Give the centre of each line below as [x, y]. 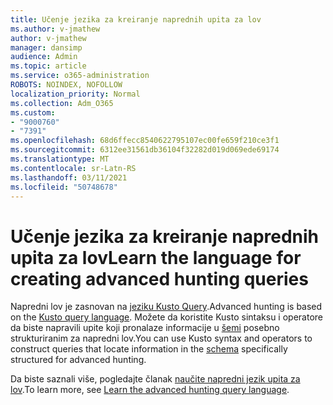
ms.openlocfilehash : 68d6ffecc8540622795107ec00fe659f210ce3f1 [145, 141]
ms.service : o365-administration [80, 76]
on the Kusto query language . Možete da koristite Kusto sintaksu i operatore [166, 317]
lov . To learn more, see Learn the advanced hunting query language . [150, 390]
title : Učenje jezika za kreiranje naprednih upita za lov [136, 19]
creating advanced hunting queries [159, 278]
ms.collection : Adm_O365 [62, 103]
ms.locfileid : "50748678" [64, 187]
